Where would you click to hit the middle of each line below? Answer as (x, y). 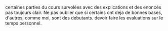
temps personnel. (24, 23)
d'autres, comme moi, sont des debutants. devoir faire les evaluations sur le (84, 18)
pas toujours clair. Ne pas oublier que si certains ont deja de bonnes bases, (84, 12)
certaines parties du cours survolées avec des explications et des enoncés (83, 7)
